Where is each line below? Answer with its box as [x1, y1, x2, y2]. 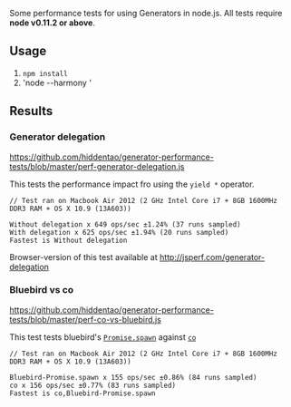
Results [9, 103, 53, 119]
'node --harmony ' [22, 77, 92, 88]
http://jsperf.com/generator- [159, 251, 266, 262]
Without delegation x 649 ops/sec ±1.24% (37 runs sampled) [9, 219, 242, 229]
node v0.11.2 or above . [9, 17, 95, 28]
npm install [22, 69, 68, 78]
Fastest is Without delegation [9, 236, 128, 245]
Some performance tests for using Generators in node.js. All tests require [9, 8, 283, 18]
